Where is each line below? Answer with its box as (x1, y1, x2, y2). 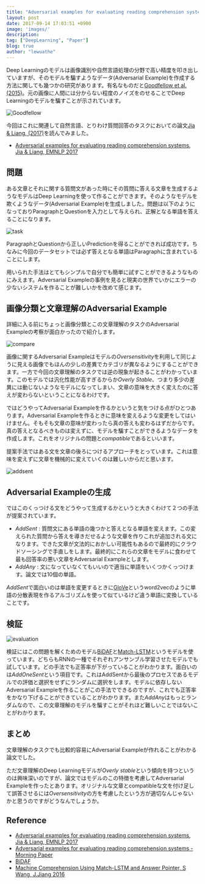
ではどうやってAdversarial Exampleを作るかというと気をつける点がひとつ (6, 404, 191, 411)
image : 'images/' (6, 26, 51, 32)
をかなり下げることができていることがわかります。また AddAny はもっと (6, 694, 187, 701)
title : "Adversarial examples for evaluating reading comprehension (6, 9, 184, 15)
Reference (6, 816, 47, 826)
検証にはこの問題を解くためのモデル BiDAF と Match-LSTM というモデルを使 (6, 648, 194, 655)
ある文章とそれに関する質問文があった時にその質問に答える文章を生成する (6, 185, 193, 192)
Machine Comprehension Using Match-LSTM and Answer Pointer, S (15, 864, 186, 871)
